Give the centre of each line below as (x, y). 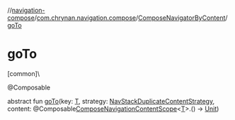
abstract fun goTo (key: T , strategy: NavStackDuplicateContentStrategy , (111, 101)
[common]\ (24, 73)
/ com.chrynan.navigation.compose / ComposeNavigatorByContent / (131, 18)
